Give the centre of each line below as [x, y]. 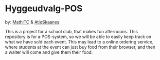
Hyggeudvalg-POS [44, 9]
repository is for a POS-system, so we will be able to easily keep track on [78, 37]
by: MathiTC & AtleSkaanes [32, 22]
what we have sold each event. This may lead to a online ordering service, [80, 41]
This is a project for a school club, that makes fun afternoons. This [71, 31]
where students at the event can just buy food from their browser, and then [80, 47]
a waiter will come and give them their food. [49, 52]
